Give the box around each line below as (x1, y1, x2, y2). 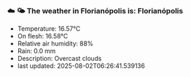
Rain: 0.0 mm (17, 47, 56, 55)
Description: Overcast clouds (17, 55, 102, 63)
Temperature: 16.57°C (17, 24, 81, 33)
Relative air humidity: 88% (17, 39, 94, 48)
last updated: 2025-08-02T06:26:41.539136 (17, 62, 145, 70)
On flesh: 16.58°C (17, 32, 69, 41)
